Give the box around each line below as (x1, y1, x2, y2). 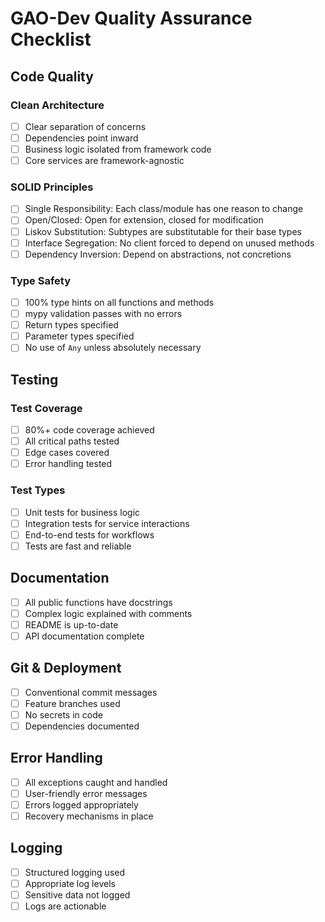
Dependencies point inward (24, 132, 139, 144)
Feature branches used (24, 697, 121, 709)
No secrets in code (24, 708, 103, 721)
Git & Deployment (10, 660, 122, 677)
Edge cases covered (24, 447, 110, 459)
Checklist (10, 28, 92, 51)
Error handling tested (24, 458, 113, 470)
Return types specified (24, 319, 119, 331)
